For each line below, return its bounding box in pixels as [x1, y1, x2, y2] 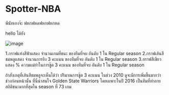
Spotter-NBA [5, 3, 61, 15]
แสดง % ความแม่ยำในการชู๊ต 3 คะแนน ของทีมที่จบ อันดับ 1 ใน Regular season [5, 62, 144, 68]
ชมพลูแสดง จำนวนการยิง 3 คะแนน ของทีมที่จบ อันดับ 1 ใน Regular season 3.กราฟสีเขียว [5, 56, 162, 62]
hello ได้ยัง [5, 30, 26, 36]
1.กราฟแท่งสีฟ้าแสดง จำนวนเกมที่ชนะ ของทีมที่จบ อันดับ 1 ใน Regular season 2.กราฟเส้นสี [5, 50, 164, 56]
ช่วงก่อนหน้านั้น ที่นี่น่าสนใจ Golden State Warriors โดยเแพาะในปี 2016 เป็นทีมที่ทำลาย [5, 78, 161, 84]
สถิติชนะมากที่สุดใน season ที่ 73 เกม [5, 83, 71, 89]
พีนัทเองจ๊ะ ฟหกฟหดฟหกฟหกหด [5, 20, 60, 26]
